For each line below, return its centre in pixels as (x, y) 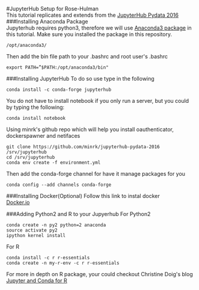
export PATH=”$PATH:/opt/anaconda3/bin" (58, 67)
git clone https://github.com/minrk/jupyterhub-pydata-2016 (83, 147)
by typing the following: (35, 107)
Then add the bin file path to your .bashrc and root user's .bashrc (87, 56)
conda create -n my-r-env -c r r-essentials (63, 263)
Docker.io (18, 202)
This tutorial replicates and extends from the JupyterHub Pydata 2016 (93, 15)
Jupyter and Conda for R (37, 280)
